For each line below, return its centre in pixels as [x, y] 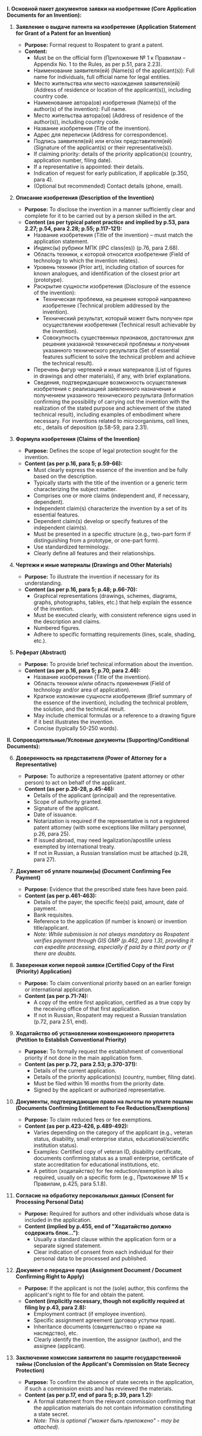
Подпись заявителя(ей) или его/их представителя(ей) [103, 141]
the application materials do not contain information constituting [113, 1408]
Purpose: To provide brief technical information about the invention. [109, 664]
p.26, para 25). [52, 834]
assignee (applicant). [60, 1346]
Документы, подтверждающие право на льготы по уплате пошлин [104, 1101]
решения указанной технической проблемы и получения [116, 344]
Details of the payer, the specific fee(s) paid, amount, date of [109, 902]
